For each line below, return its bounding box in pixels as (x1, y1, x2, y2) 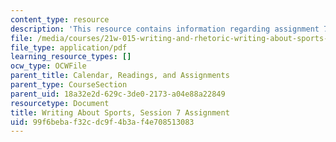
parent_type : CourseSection (10, 80, 128, 90)
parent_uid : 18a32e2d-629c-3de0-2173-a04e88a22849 (10, 89, 226, 99)
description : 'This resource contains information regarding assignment (10, 24, 320, 34)
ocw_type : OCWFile (10, 61, 87, 71)
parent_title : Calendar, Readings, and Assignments (10, 71, 230, 81)
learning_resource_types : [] (10, 52, 132, 62)
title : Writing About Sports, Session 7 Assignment (10, 107, 230, 118)
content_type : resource (10, 14, 110, 25)
